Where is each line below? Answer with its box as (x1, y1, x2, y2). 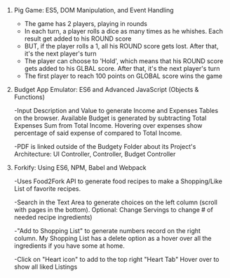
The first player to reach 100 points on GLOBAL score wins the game (24, 72, 223, 80)
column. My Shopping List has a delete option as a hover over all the (13, 234, 212, 242)
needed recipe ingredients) (13, 213, 93, 221)
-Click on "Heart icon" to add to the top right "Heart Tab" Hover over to (13, 256, 219, 263)
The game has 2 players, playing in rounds (24, 20, 147, 27)
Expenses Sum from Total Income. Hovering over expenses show (13, 121, 203, 129)
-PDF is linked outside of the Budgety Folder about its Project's (13, 143, 196, 150)
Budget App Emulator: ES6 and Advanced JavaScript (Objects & (13, 86, 199, 93)
